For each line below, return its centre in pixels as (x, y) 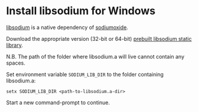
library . (15, 45)
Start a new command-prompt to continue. (58, 103)
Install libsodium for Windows (81, 11)
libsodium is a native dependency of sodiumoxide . (67, 27)
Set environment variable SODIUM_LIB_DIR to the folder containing (85, 74)
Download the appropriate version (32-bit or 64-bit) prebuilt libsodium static (99, 39)
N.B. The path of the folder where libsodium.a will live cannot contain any (95, 56)
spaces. (16, 63)
